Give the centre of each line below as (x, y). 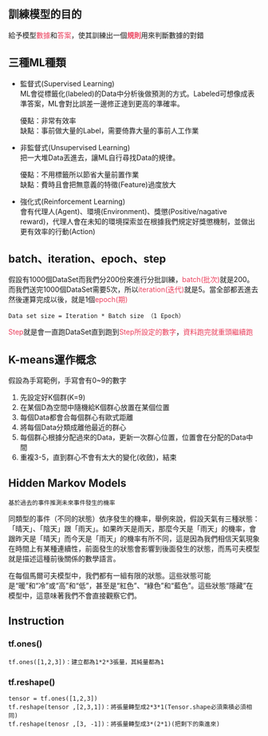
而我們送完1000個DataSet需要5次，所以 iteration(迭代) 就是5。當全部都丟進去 (133, 289)
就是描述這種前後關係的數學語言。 (64, 559)
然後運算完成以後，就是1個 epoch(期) (68, 300)
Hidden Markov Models (67, 483)
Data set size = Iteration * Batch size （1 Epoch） (97, 316)
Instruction (36, 621)
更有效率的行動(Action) (57, 231)
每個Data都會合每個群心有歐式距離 (77, 417)
